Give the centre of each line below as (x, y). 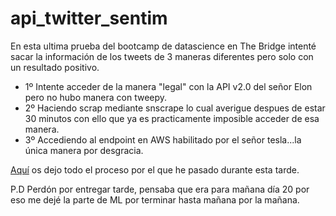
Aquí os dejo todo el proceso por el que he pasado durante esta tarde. (155, 169)
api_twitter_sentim (89, 18)
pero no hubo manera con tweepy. (96, 97)
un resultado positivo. (55, 67)
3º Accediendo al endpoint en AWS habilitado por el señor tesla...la (163, 139)
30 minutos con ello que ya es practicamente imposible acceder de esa (172, 118)
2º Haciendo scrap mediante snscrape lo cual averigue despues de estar (175, 108)
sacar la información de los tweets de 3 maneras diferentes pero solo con (162, 56)
